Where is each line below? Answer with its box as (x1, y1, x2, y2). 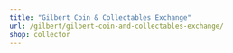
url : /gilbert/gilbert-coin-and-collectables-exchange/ (9, 22, 224, 31)
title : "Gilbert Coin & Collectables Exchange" (9, 13, 192, 22)
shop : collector (9, 30, 70, 39)
